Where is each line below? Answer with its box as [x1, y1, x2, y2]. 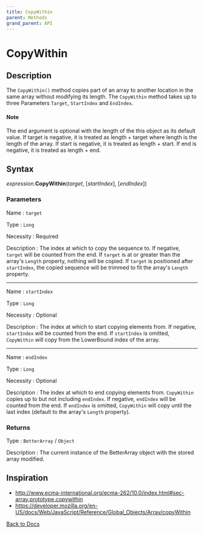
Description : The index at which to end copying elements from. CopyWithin [6, 388, 194, 396]
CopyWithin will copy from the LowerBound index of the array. [6, 335, 160, 343]
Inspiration [6, 473, 49, 483]
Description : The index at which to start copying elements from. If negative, [6, 323, 197, 330]
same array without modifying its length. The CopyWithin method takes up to [6, 93, 197, 100]
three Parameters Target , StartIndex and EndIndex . [6, 100, 134, 107]
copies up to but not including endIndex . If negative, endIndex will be [6, 395, 176, 402]
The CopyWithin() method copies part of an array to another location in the [6, 86, 194, 94]
